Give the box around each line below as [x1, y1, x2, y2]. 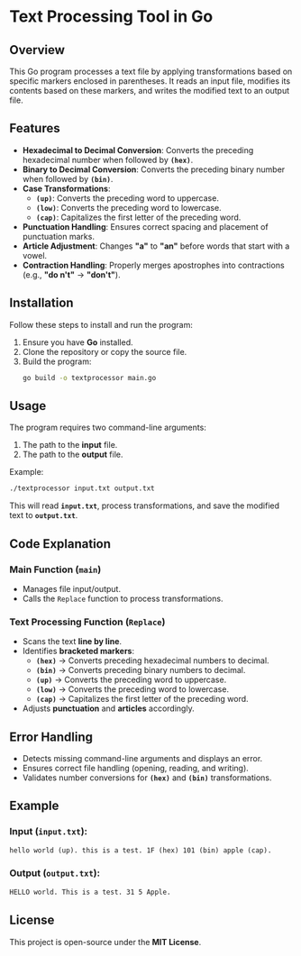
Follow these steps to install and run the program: [9, 319, 194, 330]
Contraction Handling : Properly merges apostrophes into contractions [22, 259, 286, 270]
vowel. [22, 250, 48, 260]
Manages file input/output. [22, 583, 122, 594]
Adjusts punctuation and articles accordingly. [22, 703, 196, 714]
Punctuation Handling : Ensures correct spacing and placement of [22, 221, 269, 232]
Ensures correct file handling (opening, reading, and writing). [22, 762, 250, 773]
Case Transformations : [22, 183, 111, 194]
